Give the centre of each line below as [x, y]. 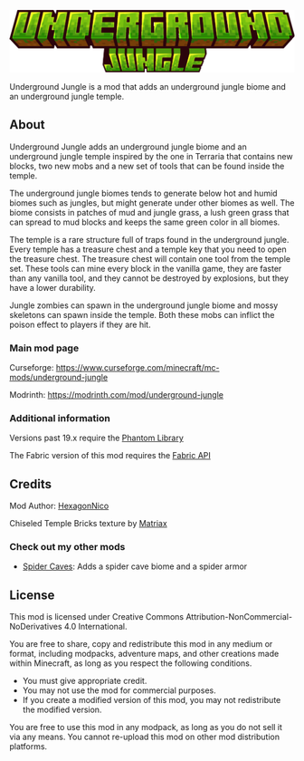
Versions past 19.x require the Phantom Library [96, 438]
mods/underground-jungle [59, 377]
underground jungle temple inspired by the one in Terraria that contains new [151, 156]
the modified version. [62, 710]
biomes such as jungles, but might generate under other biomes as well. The [152, 202]
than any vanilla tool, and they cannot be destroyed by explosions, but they [149, 278]
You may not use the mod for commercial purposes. [119, 690]
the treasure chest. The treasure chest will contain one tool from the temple [150, 258]
